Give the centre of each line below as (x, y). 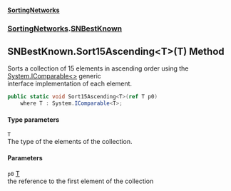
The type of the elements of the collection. (70, 142)
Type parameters (34, 119)
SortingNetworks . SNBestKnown (65, 29)
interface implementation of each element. (70, 84)
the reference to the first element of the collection (81, 181)
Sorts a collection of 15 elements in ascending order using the (98, 68)
